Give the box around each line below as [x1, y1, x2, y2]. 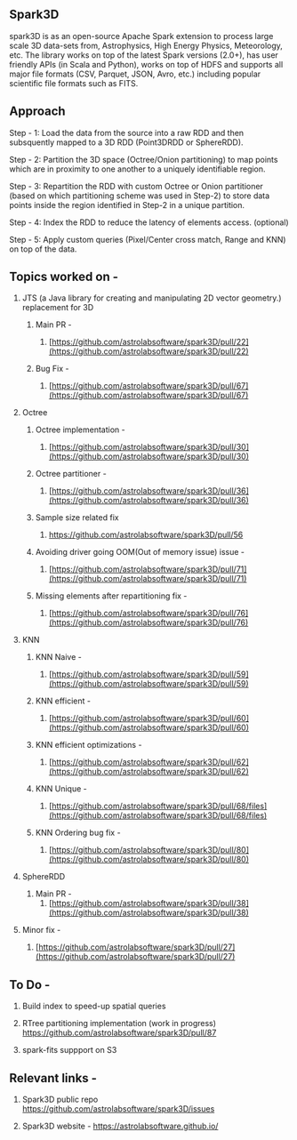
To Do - [9, 977, 51, 992]
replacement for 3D [21, 302, 94, 313]
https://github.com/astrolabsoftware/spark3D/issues [21, 1104, 215, 1114]
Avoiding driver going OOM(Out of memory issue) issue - [35, 547, 245, 558]
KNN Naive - [35, 652, 82, 662]
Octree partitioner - [35, 469, 107, 479]
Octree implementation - [35, 424, 126, 435]
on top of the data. [9, 244, 77, 254]
